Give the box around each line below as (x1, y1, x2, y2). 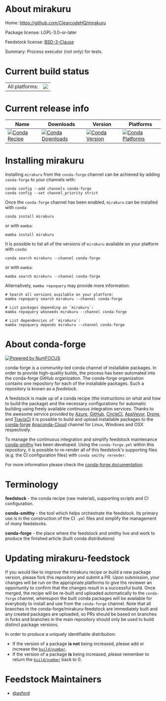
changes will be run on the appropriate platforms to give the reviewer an (5, 579, 152, 585)
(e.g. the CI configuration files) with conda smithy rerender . (5, 452, 126, 458)
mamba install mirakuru (5, 232, 54, 237)
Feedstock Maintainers (5, 673, 102, 685)
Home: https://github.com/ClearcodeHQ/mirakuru (5, 20, 106, 26)
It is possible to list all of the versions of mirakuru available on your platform (5, 241, 159, 247)
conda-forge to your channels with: (5, 176, 76, 182)
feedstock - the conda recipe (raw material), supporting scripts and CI (5, 495, 149, 501)
